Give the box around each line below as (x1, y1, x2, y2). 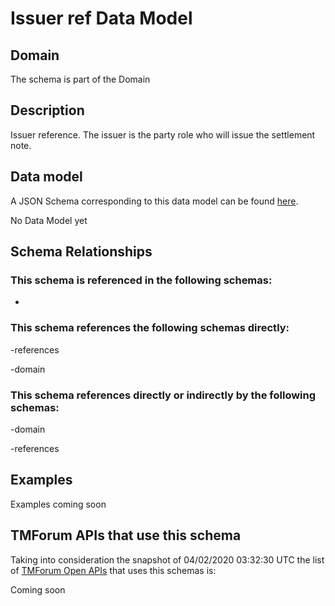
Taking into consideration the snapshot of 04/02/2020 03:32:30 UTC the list (10, 553, 325, 566)
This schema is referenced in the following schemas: (10, 273, 273, 287)
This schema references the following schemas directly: (10, 321, 290, 335)
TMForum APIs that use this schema (10, 527, 242, 544)
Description (10, 102, 85, 119)
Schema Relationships (10, 243, 153, 261)
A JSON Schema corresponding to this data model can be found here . (10, 195, 299, 207)
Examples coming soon (10, 498, 107, 510)
